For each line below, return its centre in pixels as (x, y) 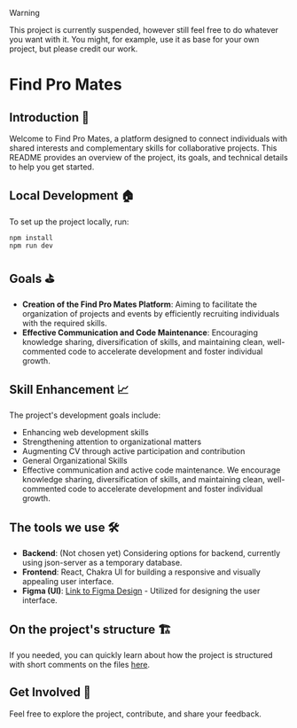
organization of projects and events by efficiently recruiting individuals (151, 313)
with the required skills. (65, 323)
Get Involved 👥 (50, 692)
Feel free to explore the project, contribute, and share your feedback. (135, 714)
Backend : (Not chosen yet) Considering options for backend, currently (151, 553)
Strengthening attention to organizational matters (112, 442)
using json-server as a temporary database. (102, 563)
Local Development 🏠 (72, 196)
